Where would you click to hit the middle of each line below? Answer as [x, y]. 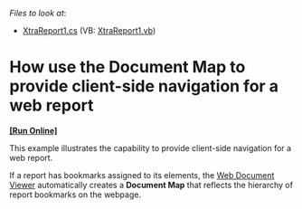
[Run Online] [33, 130]
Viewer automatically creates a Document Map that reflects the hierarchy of [151, 185]
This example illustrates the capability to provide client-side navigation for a [151, 147]
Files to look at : [38, 13]
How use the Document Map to [127, 67]
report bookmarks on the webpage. [75, 195]
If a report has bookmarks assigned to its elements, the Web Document [142, 175]
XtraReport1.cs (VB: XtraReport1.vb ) [89, 30]
